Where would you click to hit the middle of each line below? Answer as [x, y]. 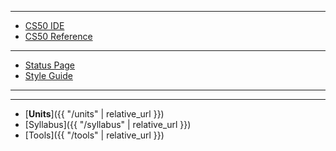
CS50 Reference [58, 36]
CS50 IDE [44, 25]
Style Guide [48, 75]
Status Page [50, 65]
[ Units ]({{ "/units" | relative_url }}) [94, 114]
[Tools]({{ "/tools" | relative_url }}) [94, 135]
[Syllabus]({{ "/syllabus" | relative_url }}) [108, 124]
